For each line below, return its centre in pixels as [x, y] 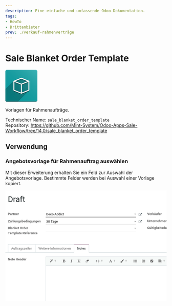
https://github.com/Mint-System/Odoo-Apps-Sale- [84, 125]
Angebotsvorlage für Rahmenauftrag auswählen [67, 161]
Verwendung [26, 147]
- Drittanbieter [23, 27]
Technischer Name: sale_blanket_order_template [58, 120]
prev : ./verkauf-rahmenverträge [40, 32]
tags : [11, 16]
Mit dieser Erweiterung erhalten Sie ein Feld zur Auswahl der [69, 172]
